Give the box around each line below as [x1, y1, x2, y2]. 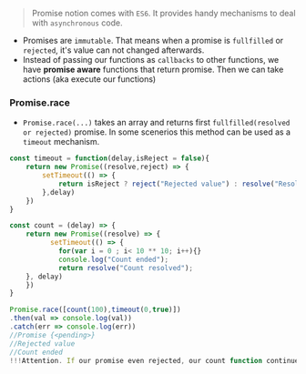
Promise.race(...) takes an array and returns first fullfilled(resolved [22, 117, 291, 128]
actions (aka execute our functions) [22, 74, 157, 85]
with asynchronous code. [31, 17, 123, 28]
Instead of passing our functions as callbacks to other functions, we [22, 55, 280, 65]
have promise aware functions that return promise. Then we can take [22, 64, 284, 75]
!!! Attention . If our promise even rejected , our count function [9, 356, 262, 365]
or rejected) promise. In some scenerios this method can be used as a [22, 126, 291, 137]
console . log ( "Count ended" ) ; [57, 255, 169, 264]
